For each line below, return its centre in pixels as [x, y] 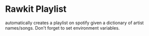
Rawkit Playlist [36, 9]
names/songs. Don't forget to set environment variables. [62, 28]
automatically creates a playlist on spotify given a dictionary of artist [74, 23]
